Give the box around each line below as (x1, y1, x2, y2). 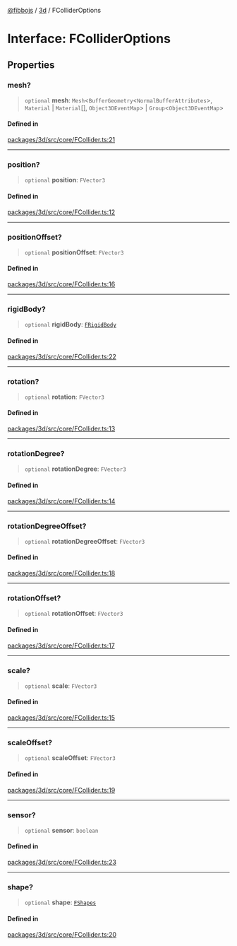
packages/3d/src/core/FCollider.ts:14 (7, 496, 116, 505)
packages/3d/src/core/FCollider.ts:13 (7, 424, 116, 433)
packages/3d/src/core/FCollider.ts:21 (7, 136, 115, 144)
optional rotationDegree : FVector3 (24, 465, 127, 473)
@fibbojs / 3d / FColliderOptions (7, 6, 101, 14)
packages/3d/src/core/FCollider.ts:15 (7, 713, 115, 722)
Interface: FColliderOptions (7, 31, 171, 47)
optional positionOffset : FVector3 (24, 247, 124, 257)
